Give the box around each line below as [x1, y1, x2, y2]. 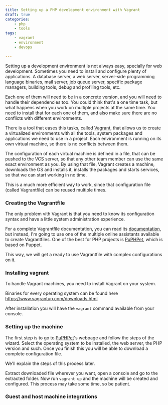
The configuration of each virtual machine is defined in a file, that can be [5, 150, 155, 156]
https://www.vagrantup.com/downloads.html [5, 296, 98, 302]
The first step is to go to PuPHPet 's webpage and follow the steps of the [5, 334, 154, 341]
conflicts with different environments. [5, 115, 83, 121]
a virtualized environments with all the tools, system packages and [5, 130, 143, 136]
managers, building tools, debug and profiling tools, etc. [5, 84, 121, 90]
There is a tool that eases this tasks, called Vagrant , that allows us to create [5, 125, 161, 131]
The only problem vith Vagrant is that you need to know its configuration [5, 211, 154, 217]
